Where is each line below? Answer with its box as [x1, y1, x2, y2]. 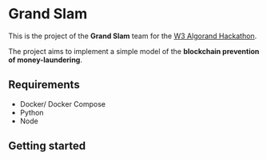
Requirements [8, 78, 80, 92]
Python [19, 107, 44, 117]
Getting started [8, 139, 86, 153]
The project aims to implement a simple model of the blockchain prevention [8, 46, 260, 56]
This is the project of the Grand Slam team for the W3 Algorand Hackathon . [8, 31, 257, 41]
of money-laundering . [8, 55, 82, 64]
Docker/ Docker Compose [19, 99, 106, 108]
